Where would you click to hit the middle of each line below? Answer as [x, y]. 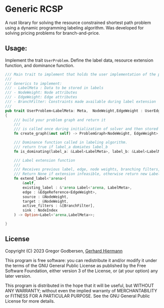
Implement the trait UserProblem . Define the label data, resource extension [79, 60]
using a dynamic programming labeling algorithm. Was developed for [74, 27]
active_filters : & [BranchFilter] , [59, 206]
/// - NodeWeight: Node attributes [41, 93]
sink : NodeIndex [40, 211]
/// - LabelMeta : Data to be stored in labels [54, 88]
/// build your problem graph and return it [60, 120]
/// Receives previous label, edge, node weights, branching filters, [87, 169]
